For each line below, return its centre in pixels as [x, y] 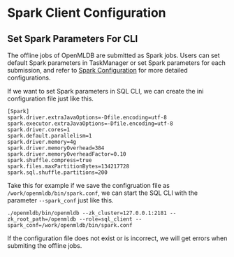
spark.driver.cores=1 [39, 130]
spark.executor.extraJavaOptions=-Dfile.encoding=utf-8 [90, 124]
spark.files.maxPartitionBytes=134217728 [68, 166]
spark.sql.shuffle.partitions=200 [58, 172]
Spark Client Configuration [87, 13]
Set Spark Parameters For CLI [73, 39]
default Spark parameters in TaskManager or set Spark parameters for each [116, 63]
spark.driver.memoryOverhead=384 [56, 148]
